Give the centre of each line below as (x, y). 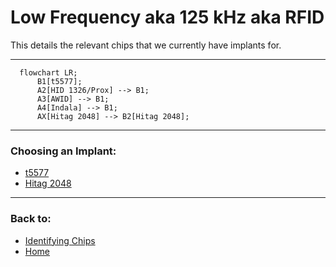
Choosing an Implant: (63, 151)
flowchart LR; (48, 72)
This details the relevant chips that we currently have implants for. (146, 45)
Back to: (31, 219)
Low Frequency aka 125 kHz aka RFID (167, 17)
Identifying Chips (60, 240)
